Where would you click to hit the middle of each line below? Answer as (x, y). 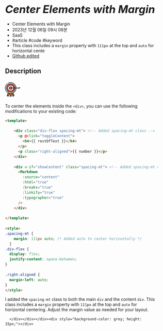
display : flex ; (25, 254)
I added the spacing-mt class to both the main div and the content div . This (80, 299)
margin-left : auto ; (29, 280)
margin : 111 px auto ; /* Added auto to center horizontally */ (78, 239)
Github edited (26, 55)
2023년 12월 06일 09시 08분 (40, 30)
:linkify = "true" (39, 192)
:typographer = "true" (43, 198)
